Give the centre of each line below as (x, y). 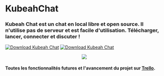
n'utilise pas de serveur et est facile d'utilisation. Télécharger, (82, 30)
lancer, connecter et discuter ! (43, 37)
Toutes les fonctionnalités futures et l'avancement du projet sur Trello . (80, 68)
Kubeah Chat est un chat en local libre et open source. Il (74, 24)
